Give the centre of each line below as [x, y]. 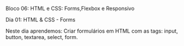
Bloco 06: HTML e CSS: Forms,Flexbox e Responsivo [70, 8]
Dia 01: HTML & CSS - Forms [41, 20]
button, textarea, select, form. [42, 37]
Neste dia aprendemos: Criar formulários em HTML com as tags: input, [92, 31]
